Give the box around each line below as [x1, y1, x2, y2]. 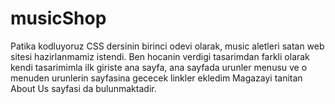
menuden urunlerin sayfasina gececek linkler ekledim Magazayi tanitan [10, 72, 303, 84]
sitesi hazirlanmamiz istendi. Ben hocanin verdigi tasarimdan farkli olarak [10, 50, 310, 62]
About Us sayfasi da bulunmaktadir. [10, 82, 157, 94]
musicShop [10, 7, 107, 30]
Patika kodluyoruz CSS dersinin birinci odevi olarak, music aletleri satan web [10, 40, 325, 52]
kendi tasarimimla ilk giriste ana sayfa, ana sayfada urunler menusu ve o [10, 61, 308, 73]
